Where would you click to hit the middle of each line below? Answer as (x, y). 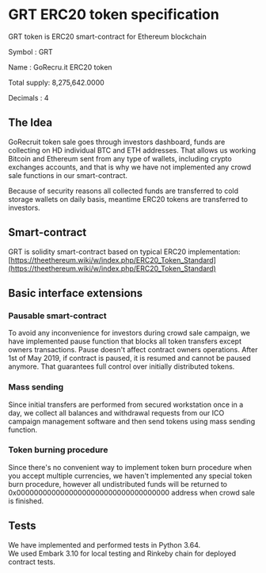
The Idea (30, 123)
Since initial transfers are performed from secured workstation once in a (126, 404)
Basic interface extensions (76, 293)
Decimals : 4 (28, 97)
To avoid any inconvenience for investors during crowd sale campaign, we (129, 333)
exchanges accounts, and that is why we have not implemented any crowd (130, 167)
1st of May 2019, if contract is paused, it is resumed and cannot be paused (129, 359)
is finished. (26, 501)
